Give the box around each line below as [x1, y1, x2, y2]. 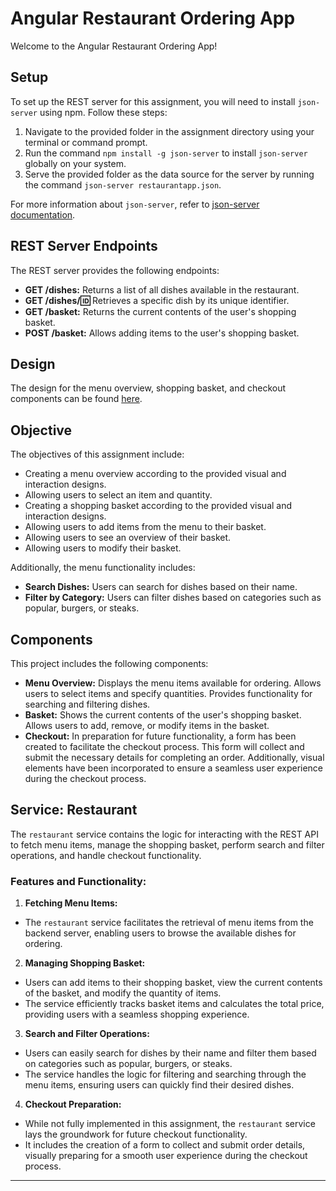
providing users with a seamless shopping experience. [24, 1008, 250, 1021]
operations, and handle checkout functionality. [10, 849, 202, 861]
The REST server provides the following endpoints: [10, 264, 220, 276]
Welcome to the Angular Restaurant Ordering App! [10, 40, 218, 52]
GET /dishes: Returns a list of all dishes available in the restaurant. [24, 283, 300, 296]
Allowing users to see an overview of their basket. [24, 532, 232, 544]
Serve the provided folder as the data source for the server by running [24, 168, 315, 180]
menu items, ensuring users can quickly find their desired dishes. [24, 1079, 295, 1091]
